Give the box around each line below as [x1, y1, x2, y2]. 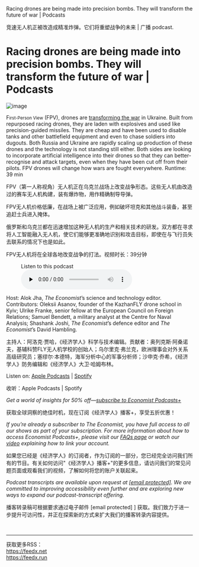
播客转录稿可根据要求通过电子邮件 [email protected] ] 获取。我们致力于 [6, 503, 179, 510]
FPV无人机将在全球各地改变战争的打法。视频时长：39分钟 [6, 250, 147, 258]
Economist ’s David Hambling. [6, 325, 78, 333]
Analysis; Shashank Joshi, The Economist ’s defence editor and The [6, 319, 171, 327]
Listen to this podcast [21, 262, 74, 270]
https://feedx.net [6, 547, 47, 555]
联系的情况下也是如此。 [11, 238, 69, 245]
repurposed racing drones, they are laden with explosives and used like [6, 120, 181, 127]
